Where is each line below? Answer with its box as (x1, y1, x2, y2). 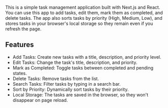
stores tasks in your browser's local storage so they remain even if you (5, 20, 153, 26)
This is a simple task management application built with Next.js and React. (5, 5, 160, 10)
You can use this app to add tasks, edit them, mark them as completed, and (5, 10, 163, 16)
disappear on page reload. (12, 97, 68, 103)
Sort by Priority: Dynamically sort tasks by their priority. (12, 86, 129, 92)
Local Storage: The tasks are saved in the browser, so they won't (12, 91, 149, 98)
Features (5, 41, 34, 49)
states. (12, 70, 27, 76)
